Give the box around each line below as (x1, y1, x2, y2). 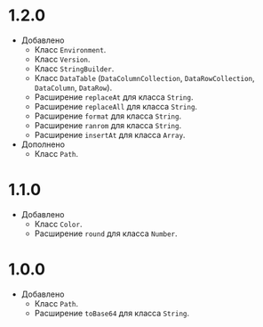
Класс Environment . (34, 44, 107, 54)
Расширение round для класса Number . (34, 228, 179, 239)
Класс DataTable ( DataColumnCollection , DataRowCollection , (34, 72, 255, 83)
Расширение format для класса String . (34, 110, 182, 121)
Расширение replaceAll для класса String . (34, 101, 197, 111)
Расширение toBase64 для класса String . (34, 307, 190, 318)
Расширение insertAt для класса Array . (34, 129, 186, 140)
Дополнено (20, 139, 66, 150)
